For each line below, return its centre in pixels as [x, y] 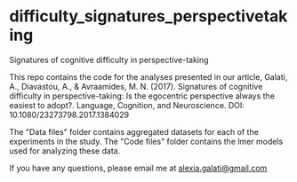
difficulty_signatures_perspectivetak [148, 16]
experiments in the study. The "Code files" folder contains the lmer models [146, 141]
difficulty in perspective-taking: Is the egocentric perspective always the [142, 96]
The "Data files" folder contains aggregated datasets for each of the [134, 131]
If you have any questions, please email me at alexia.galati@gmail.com [138, 168]
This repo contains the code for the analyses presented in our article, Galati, [148, 76]
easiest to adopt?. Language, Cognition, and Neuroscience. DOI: [127, 105]
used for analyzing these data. [65, 150]
